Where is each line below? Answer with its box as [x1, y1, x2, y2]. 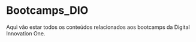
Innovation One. [6, 29, 46, 37]
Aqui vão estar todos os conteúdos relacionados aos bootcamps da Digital [6, 23, 190, 31]
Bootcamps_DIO [6, 4, 89, 17]
